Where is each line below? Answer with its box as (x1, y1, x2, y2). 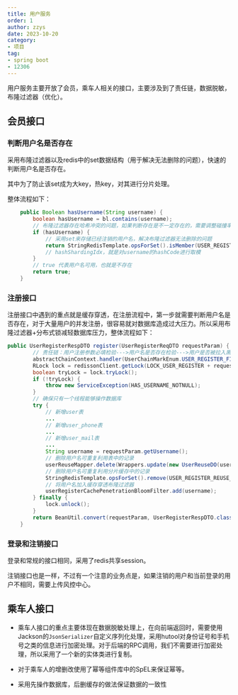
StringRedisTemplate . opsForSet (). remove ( (45, 474, 170, 481)
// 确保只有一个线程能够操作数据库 (33, 395, 122, 403)
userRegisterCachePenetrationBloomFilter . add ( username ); (45, 488, 217, 495)
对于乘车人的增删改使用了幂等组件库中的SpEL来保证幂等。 (17, 664, 188, 673)
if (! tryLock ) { (33, 376, 81, 383)
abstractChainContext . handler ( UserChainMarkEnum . (33, 356, 182, 363)
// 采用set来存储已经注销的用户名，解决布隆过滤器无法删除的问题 (45, 235, 212, 242)
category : (7, 37, 37, 44)
